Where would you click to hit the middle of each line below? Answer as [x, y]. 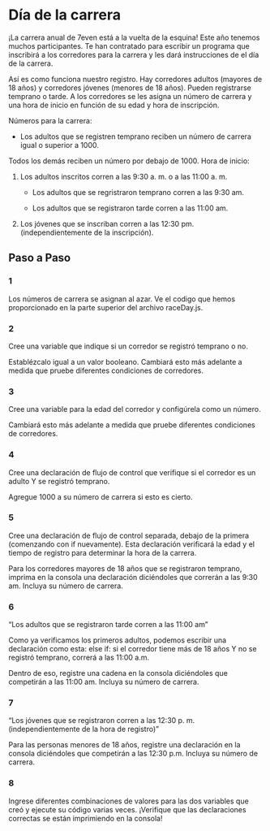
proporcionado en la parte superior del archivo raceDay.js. [106, 307]
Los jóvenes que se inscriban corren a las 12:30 [100, 223]
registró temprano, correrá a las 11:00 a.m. [79, 658]
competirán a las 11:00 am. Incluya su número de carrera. [104, 682]
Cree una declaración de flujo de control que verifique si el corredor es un [132, 472]
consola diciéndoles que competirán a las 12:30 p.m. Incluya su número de [133, 754]
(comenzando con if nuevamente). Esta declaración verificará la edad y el [132, 544]
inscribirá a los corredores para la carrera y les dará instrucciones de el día [134, 54]
